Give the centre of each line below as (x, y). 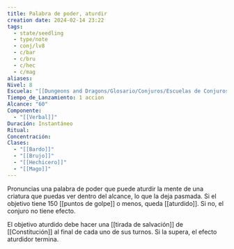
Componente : (24, 111)
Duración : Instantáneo (40, 123)
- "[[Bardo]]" (34, 150)
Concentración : (29, 136)
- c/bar (25, 53)
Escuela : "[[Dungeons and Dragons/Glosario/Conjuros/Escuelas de (104, 91)
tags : (15, 26)
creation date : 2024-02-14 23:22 (56, 20)
